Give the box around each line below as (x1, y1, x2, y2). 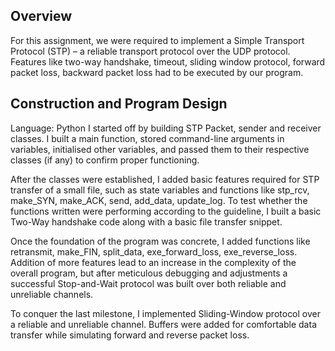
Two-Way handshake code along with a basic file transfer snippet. (10, 215, 283, 228)
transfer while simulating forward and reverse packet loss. (10, 329, 250, 341)
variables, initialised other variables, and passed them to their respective (10, 143, 310, 155)
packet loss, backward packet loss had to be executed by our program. (10, 66, 304, 78)
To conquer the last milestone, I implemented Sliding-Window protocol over (10, 307, 321, 319)
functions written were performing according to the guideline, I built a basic (10, 205, 322, 217)
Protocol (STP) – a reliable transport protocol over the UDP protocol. (10, 45, 291, 57)
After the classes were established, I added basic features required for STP (10, 173, 320, 185)
